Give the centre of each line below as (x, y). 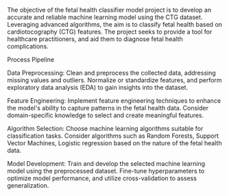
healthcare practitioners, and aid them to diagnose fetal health (95, 39)
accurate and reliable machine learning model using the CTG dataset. (105, 17)
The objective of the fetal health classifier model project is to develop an (109, 10)
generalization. (28, 185)
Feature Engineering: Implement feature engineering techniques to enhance (114, 101)
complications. (28, 46)
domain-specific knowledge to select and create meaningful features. (106, 115)
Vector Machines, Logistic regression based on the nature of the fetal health (114, 143)
